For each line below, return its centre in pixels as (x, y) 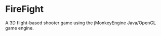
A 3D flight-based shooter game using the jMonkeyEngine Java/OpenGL (80, 23)
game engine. (19, 28)
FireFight (25, 9)
